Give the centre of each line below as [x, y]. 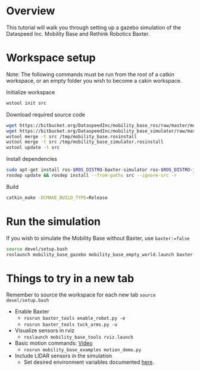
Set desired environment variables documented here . [89, 362]
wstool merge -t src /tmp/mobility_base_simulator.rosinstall [85, 142]
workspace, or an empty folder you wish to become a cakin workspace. [94, 80]
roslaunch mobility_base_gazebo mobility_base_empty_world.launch [90, 254]
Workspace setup [51, 58]
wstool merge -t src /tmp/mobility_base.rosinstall [71, 136]
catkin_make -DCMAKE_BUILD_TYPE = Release [57, 198]
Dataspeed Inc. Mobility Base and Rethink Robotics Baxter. [78, 33]
